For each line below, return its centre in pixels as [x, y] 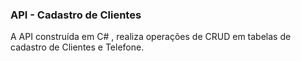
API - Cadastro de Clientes [76, 15]
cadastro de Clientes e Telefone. [77, 47]
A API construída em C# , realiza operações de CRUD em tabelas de [151, 37]
